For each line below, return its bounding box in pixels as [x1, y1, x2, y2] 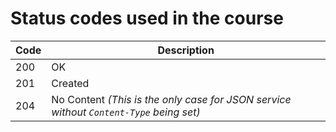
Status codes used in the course [10, 7, 284, 30]
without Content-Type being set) [51, 105, 201, 119]
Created [51, 76, 90, 90]
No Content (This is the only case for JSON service [51, 92, 292, 106]
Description [157, 43, 215, 57]
